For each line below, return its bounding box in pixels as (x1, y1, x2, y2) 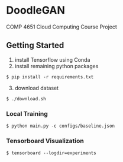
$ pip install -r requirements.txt (6, 74, 94, 80)
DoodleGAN (6, 4, 65, 17)
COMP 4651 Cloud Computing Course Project (6, 23, 117, 30)
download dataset (14, 84, 59, 91)
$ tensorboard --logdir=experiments (6, 150, 96, 156)
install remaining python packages (14, 62, 99, 69)
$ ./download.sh (6, 96, 46, 101)
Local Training (6, 109, 48, 117)
